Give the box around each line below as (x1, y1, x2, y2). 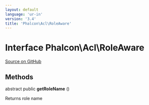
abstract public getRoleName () (5, 86, 70, 92)
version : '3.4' (5, 16, 37, 21)
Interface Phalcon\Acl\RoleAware (5, 42, 145, 53)
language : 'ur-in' (5, 12, 43, 17)
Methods (5, 72, 34, 81)
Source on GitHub (5, 59, 42, 65)
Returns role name (5, 96, 43, 101)
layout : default (5, 7, 38, 12)
